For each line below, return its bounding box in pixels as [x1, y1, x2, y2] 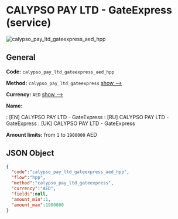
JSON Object [6, 148, 54, 159]
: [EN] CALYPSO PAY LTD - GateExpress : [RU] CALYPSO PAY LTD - [6, 113, 169, 120]
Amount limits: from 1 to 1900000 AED [6, 131, 98, 138]
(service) [6, 16, 52, 29]
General [6, 52, 36, 62]
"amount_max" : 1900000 [11, 202, 64, 208]
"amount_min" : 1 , [11, 196, 51, 203]
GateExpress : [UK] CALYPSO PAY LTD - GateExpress [6, 120, 136, 127]
